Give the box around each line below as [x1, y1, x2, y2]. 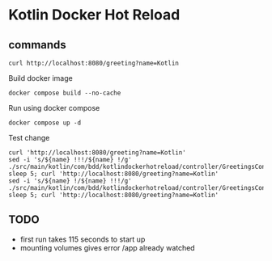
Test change [8, 133, 50, 142]
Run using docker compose [8, 103, 100, 112]
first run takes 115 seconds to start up [19, 234, 146, 244]
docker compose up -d [8, 119, 82, 127]
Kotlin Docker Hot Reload [8, 6, 181, 24]
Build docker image [8, 74, 73, 82]
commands [8, 38, 66, 52]
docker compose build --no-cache [8, 89, 121, 97]
